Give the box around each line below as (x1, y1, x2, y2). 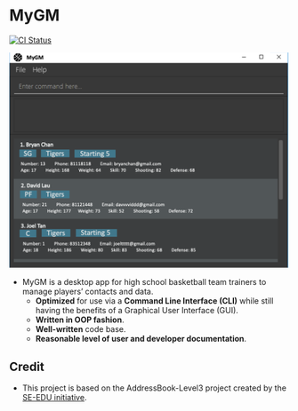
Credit (9, 359, 44, 374)
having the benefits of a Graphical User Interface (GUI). (35, 305, 238, 316)
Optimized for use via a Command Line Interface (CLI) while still (35, 296, 274, 306)
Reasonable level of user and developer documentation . (35, 334, 247, 344)
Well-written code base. (35, 324, 126, 335)
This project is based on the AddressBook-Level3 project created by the (21, 383, 287, 393)
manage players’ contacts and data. (21, 286, 154, 297)
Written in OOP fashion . (35, 314, 125, 325)
